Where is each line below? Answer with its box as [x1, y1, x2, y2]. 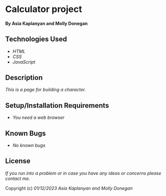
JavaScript [12, 59, 36, 65]
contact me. [5, 175, 30, 181]
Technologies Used [5, 35, 67, 44]
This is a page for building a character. [5, 87, 86, 93]
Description [5, 73, 43, 82]
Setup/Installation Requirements [5, 101, 109, 110]
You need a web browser [12, 114, 65, 121]
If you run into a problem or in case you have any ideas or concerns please [5, 170, 161, 176]
